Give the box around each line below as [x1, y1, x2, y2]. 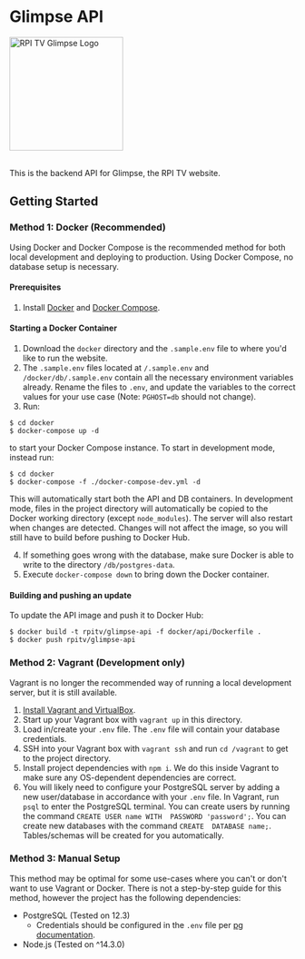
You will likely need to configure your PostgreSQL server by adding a [22, 781, 280, 792]
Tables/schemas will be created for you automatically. [22, 829, 224, 841]
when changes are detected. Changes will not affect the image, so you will [9, 522, 289, 533]
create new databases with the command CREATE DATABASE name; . [22, 820, 272, 831]
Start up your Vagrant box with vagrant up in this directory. [22, 714, 243, 725]
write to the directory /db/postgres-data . [22, 559, 175, 570]
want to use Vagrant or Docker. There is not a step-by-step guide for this [9, 883, 281, 894]
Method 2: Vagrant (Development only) [9, 657, 186, 669]
